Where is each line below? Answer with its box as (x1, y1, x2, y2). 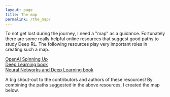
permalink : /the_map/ (5, 17, 51, 22)
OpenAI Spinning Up (5, 56, 48, 62)
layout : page (5, 7, 33, 13)
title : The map (5, 12, 38, 17)
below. (5, 87, 19, 93)
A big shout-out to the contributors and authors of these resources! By (5, 76, 153, 83)
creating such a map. (5, 46, 50, 53)
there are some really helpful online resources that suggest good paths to (5, 36, 159, 42)
